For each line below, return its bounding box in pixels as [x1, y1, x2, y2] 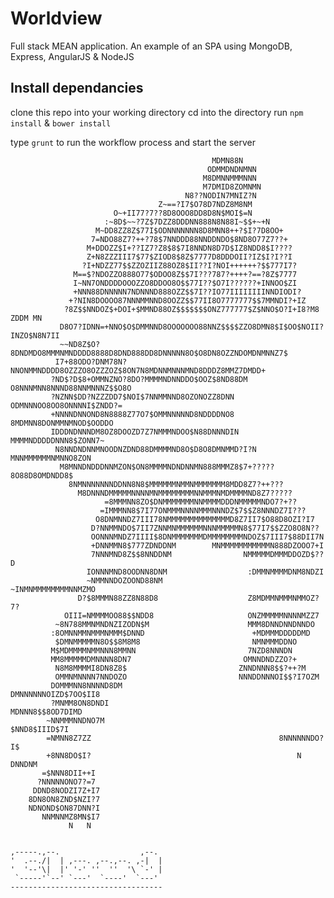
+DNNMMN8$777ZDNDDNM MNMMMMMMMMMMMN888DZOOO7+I [90, 540, 325, 551]
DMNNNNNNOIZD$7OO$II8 [10, 689, 101, 699]
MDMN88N [211, 155, 244, 166]
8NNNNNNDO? [278, 733, 325, 743]
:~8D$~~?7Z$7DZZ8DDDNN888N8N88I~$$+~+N [104, 217, 271, 227]
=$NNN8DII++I [41, 768, 97, 778]
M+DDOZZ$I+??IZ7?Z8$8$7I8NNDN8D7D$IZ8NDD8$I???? [86, 243, 293, 253]
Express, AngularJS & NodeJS [10, 50, 135, 62]
